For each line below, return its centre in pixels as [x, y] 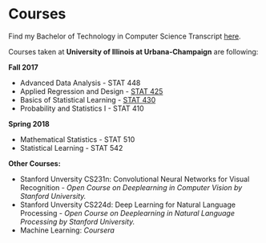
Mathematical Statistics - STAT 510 [77, 139]
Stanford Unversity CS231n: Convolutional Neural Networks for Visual [135, 179]
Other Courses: [35, 163]
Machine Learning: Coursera [67, 230]
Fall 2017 [23, 67]
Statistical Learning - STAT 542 [71, 148]
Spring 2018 [29, 124]
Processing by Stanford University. [77, 221]
